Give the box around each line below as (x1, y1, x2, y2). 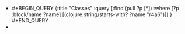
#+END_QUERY (11, 17, 48, 24)
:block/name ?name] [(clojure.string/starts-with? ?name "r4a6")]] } (11, 11, 172, 18)
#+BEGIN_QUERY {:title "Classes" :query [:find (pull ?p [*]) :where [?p (11, 5, 179, 12)
